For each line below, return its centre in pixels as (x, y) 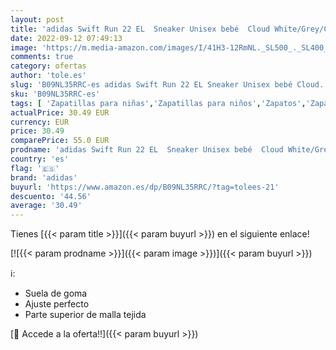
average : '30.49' (46, 206)
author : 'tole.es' (48, 76)
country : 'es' (40, 159)
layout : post (37, 19)
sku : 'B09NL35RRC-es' (55, 94)
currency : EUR (40, 122)
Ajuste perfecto (57, 304)
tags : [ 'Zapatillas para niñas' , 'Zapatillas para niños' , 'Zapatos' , (158, 103)
